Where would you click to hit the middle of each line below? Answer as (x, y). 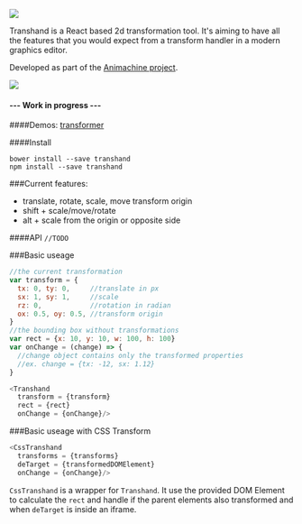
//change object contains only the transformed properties (131, 355)
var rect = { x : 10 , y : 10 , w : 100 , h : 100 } (92, 339)
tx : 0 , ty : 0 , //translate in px (88, 289)
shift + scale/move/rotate (69, 211)
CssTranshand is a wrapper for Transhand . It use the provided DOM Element (147, 490)
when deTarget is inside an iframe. (73, 509)
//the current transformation (66, 272)
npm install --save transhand (66, 167)
